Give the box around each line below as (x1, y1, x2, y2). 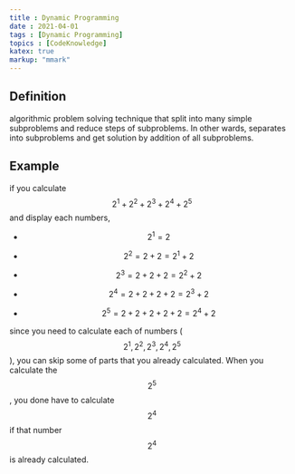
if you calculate (9, 182, 67, 193)
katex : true (9, 47, 54, 56)
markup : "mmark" (9, 55, 71, 64)
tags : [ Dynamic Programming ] (9, 30, 124, 39)
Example (9, 159, 60, 174)
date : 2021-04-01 (9, 22, 79, 31)
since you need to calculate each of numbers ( (9, 325, 183, 336)
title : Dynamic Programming (9, 13, 119, 23)
